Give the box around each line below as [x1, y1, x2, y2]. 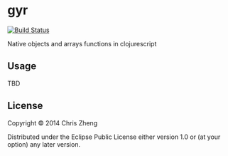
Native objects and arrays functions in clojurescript [7, 39, 157, 48]
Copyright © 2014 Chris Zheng [7, 118, 98, 127]
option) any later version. [7, 140, 80, 148]
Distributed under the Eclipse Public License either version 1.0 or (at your [7, 132, 221, 141]
